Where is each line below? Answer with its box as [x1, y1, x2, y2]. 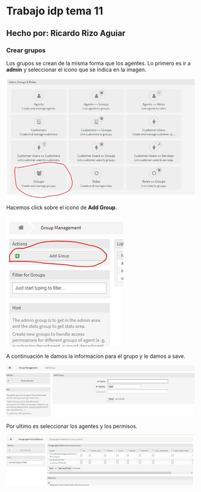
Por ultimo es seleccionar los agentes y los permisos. [6, 422, 138, 430]
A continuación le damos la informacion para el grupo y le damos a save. [6, 352, 185, 360]
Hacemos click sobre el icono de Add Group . [6, 204, 117, 211]
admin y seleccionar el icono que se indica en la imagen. [6, 66, 147, 73]
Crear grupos [6, 46, 46, 55]
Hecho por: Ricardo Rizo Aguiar [6, 28, 126, 38]
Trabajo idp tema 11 [6, 4, 103, 18]
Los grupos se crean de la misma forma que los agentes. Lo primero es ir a [6, 59, 191, 67]
